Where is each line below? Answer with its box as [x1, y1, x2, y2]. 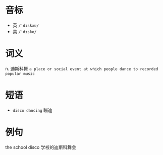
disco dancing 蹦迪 [12, 107, 52, 113]
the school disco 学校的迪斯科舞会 [5, 144, 77, 150]
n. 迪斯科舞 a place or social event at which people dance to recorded [5, 65, 158, 71]
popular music [5, 71, 35, 76]
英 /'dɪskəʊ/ [12, 22, 39, 28]
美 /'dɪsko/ [12, 28, 37, 34]
